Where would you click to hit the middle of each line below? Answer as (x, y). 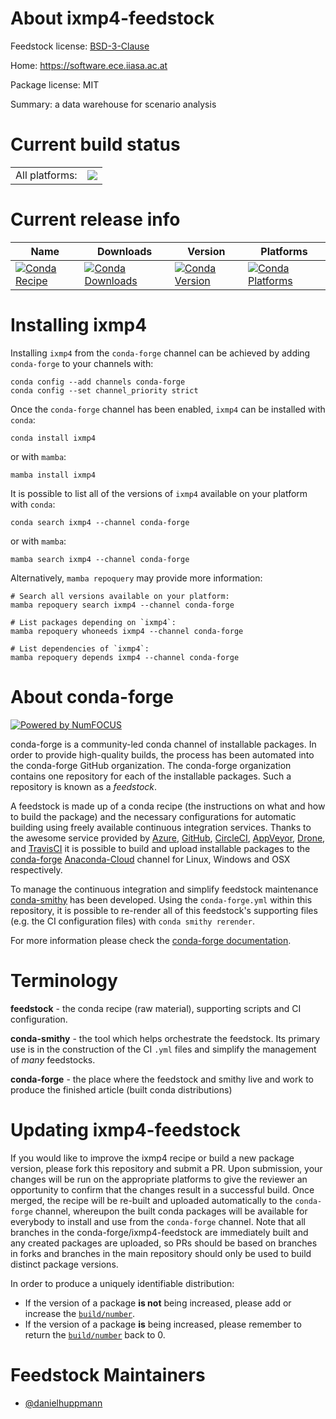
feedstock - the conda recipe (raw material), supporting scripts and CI (156, 1008)
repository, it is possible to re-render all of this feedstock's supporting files (164, 910)
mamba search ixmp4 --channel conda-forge (100, 559)
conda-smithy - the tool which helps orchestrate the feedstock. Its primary (165, 1038)
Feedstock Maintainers (108, 1374)
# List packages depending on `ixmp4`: (93, 622)
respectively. (36, 869)
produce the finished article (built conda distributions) (121, 1089)
